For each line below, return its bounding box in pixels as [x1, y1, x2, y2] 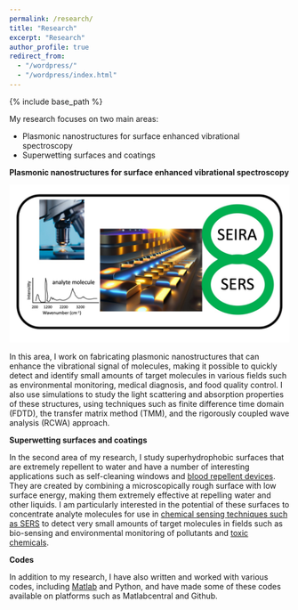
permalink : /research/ [9, 14, 93, 23]
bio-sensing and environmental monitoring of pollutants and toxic [9, 528, 249, 539]
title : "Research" [9, 23, 77, 33]
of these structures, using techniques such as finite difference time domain [9, 399, 285, 410]
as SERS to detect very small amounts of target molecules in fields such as [9, 518, 283, 529]
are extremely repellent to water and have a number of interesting [9, 461, 250, 472]
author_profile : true [9, 43, 90, 52]
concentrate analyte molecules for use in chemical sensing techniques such [9, 508, 288, 520]
